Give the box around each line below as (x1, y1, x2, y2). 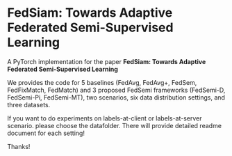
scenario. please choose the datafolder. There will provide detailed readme (7, 121, 222, 130)
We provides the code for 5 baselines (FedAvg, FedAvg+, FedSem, (7, 78, 197, 86)
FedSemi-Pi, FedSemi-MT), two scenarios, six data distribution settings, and (7, 93, 226, 102)
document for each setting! (7, 129, 85, 137)
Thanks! (7, 142, 31, 150)
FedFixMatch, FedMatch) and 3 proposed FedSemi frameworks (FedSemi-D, (7, 86, 226, 94)
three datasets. (7, 100, 51, 109)
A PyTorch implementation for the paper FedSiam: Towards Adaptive (7, 57, 206, 65)
